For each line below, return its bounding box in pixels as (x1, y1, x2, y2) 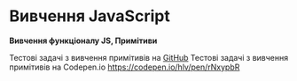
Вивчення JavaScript (9, 6, 170, 26)
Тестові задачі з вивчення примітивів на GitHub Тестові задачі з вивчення (9, 52, 289, 63)
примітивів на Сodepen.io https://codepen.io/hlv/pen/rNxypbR (9, 62, 240, 72)
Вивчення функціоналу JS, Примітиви (9, 35, 158, 46)
